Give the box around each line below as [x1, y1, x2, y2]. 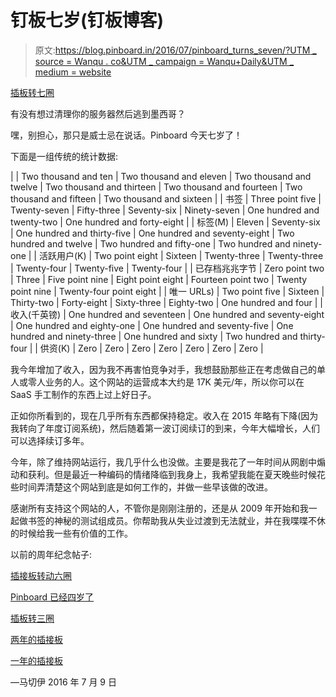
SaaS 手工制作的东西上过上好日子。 [10, 388, 157, 400]
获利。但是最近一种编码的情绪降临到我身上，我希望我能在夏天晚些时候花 [27, 468, 326, 480]
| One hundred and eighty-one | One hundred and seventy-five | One [10, 319, 294, 331]
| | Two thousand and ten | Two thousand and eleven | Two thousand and [10, 170, 312, 182]
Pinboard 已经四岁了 [10, 591, 95, 603]
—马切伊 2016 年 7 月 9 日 [10, 676, 117, 688]
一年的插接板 [10, 654, 63, 666]
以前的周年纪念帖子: [10, 548, 93, 560]
